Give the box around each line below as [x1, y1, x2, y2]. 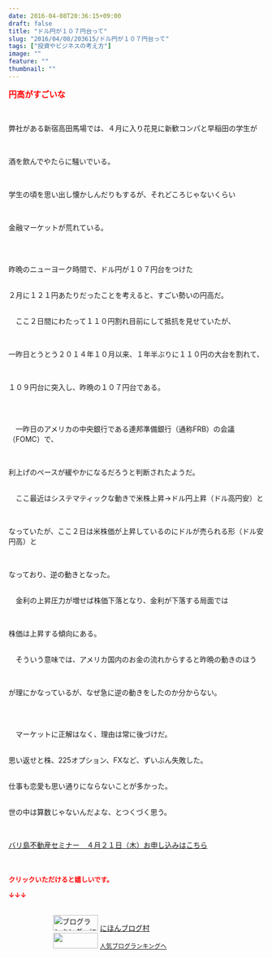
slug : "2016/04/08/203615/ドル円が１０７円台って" [8, 34, 170, 43]
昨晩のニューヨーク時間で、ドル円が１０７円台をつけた [8, 264, 193, 273]
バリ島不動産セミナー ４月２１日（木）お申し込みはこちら [8, 840, 208, 850]
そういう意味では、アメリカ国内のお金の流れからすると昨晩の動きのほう [15, 654, 257, 664]
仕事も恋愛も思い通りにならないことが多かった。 [8, 781, 172, 790]
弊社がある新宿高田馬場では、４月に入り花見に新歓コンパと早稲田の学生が [8, 123, 257, 133]
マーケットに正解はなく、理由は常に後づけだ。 [15, 729, 172, 739]
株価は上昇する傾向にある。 [8, 628, 101, 638]
